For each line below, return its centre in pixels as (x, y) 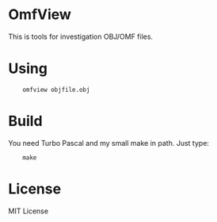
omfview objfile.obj (56, 90)
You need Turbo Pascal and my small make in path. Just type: (109, 143)
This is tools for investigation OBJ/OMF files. (80, 36)
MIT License (29, 211)
